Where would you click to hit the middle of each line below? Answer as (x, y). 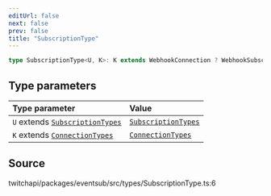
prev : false (28, 31)
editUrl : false (34, 16)
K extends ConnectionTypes (63, 135)
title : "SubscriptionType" (54, 38)
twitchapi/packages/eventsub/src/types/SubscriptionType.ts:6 (112, 183)
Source (27, 163)
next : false (28, 23)
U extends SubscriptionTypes (67, 122)
